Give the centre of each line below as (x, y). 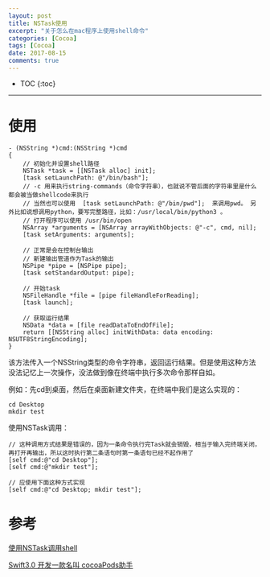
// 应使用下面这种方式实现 (47, 482)
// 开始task (41, 288)
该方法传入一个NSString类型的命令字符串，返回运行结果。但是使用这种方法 (132, 362)
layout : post (30, 16)
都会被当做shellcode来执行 (49, 195)
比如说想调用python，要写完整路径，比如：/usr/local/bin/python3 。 (120, 212)
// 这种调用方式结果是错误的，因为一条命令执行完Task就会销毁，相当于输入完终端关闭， (135, 444)
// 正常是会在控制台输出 (58, 250)
